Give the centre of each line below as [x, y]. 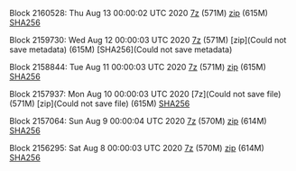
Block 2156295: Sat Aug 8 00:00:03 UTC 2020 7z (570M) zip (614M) [137, 148]
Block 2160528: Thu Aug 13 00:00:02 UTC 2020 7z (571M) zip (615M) [139, 13]
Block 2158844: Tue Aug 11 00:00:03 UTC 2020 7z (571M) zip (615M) [138, 67]
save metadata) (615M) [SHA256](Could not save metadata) [121, 49]
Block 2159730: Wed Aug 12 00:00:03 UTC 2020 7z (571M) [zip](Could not [148, 40]
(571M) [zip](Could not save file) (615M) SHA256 [100, 103]
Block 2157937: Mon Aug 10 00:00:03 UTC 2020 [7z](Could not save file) [145, 94]
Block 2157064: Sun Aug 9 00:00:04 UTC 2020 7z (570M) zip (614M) [139, 121]
